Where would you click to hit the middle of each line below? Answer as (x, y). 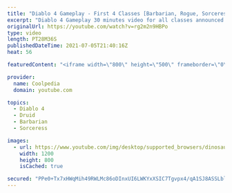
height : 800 (37, 160)
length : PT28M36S (32, 39)
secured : (20, 179)
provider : (21, 77)
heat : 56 (20, 53)
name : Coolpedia (37, 84)
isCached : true (41, 167)
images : (18, 140)
